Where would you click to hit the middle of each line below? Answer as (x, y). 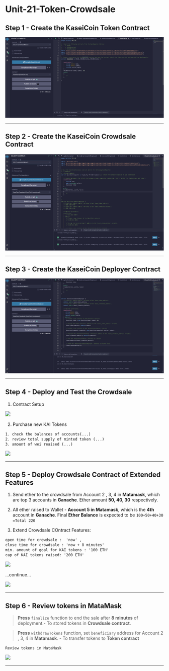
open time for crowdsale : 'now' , (44, 540)
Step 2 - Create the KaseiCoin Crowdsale (71, 137)
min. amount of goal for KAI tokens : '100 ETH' (57, 550)
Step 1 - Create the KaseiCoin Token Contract (77, 28)
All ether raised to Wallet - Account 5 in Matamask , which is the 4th (83, 510)
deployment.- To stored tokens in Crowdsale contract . (74, 623)
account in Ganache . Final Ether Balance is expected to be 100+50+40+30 (88, 515)
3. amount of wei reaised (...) (39, 444)
